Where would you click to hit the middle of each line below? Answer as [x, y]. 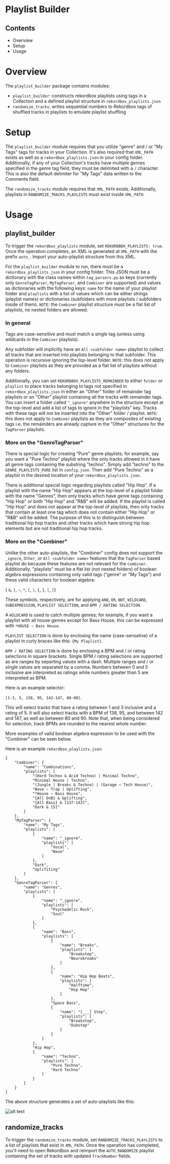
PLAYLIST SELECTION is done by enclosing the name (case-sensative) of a [81, 635]
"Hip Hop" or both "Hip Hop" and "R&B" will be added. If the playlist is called [85, 501]
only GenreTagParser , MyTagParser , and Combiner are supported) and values [83, 282]
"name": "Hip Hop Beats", [87, 976]
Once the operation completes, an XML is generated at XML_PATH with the [81, 251]
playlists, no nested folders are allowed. [47, 309]
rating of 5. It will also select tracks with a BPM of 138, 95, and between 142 [84, 713]
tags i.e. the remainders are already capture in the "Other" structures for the [85, 424]
